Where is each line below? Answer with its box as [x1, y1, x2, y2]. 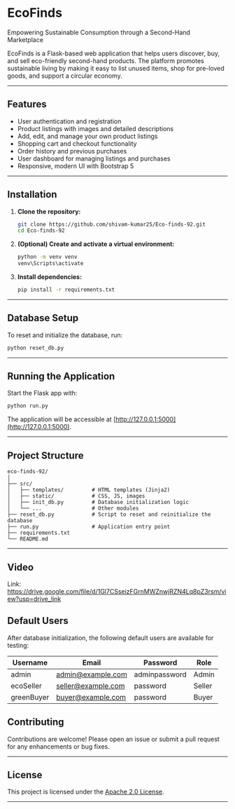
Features [7, 98, 47, 110]
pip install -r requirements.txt [17, 286, 115, 294]
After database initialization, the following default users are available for [7, 633, 214, 642]
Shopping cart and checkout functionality [17, 139, 138, 148]
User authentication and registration [17, 117, 122, 125]
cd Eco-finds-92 [17, 227, 65, 234]
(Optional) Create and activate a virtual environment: [17, 240, 175, 248]
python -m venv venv [17, 254, 78, 261]
